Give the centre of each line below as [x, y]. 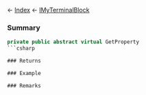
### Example [24, 73]
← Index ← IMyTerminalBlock [48, 10]
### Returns [24, 61]
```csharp [21, 49]
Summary [24, 28]
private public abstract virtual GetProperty [73, 42]
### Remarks [24, 85]
